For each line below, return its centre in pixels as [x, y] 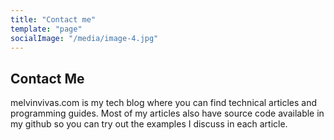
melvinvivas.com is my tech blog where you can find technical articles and [163, 103]
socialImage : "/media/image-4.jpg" [84, 38]
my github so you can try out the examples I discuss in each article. [149, 124]
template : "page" [46, 29]
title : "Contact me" [53, 19]
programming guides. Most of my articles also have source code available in [167, 113]
